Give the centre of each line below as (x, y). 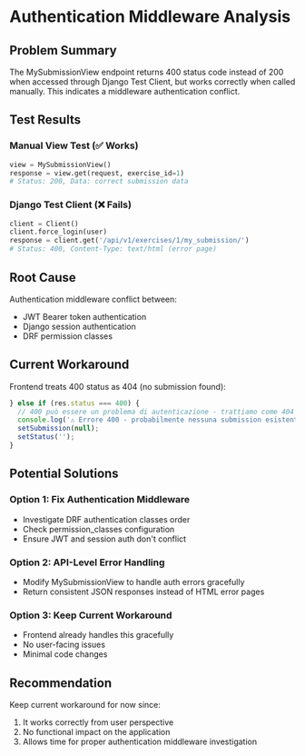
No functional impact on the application (96, 732)
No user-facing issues (64, 645)
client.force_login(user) (58, 232)
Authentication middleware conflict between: (93, 299)
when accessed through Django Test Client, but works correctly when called (152, 82)
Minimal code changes (65, 654)
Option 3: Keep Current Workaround (91, 615)
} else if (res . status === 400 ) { (75, 403)
